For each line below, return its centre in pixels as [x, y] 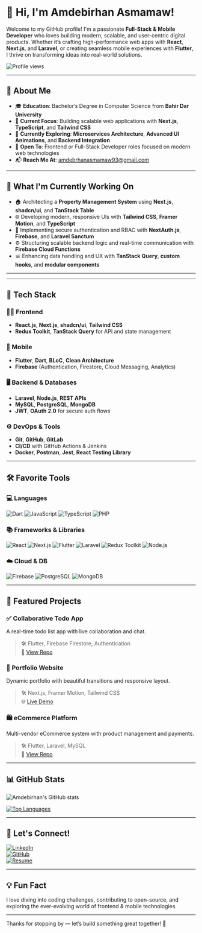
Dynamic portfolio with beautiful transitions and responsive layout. [88, 681]
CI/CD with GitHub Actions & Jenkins [61, 446]
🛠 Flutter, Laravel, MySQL [53, 745]
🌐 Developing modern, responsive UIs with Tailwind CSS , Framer [96, 217]
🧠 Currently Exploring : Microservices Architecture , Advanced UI [97, 134]
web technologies [37, 153]
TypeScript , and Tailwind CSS [53, 127]
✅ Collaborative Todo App [45, 618]
